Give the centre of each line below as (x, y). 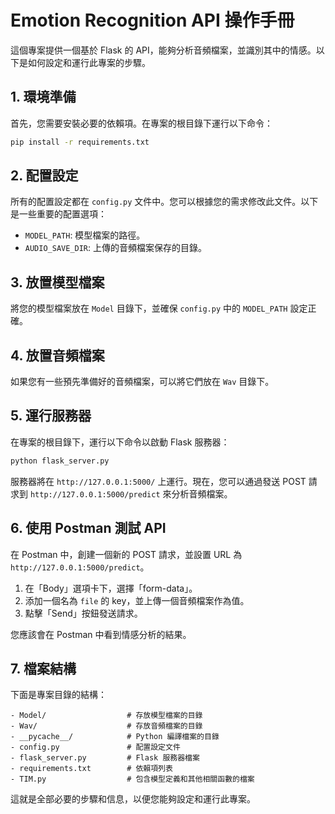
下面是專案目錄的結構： (58, 695)
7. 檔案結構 (43, 668)
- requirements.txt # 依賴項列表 (91, 769)
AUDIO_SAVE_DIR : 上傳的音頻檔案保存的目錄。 (116, 248)
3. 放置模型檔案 (57, 282)
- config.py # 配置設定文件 (95, 747)
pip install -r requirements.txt (80, 142)
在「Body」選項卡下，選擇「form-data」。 (111, 588)
